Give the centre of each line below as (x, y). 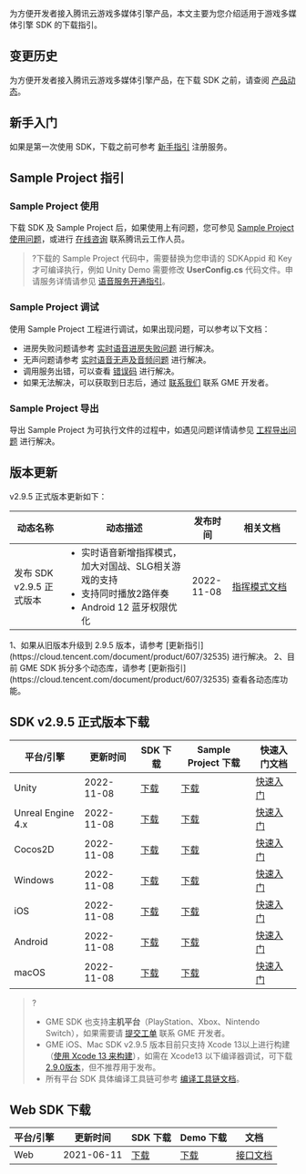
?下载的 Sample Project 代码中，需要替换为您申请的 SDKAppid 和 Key (162, 259)
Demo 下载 (204, 1138)
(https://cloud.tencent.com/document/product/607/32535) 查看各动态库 (145, 679)
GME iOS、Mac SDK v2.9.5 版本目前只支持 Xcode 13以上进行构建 (168, 1044)
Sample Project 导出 (54, 408)
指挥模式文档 (260, 586)
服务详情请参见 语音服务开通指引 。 (105, 282)
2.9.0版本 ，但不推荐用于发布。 (103, 1067)
